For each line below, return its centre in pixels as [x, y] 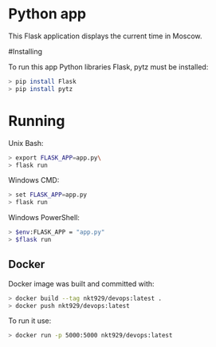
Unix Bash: [26, 143]
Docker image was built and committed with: [81, 283]
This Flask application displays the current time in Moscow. [105, 36]
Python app [47, 14]
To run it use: [30, 321]
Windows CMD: [34, 180]
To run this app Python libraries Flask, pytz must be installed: [108, 67]
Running [37, 121]
